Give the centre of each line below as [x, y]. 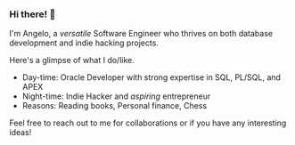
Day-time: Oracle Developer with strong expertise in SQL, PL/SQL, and [151, 77]
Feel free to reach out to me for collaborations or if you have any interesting [148, 123]
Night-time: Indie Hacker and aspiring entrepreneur [116, 96]
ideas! [20, 133]
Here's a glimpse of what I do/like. [72, 60]
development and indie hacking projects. [84, 43]
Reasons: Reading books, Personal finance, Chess [115, 106]
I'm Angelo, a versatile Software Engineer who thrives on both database [141, 34]
